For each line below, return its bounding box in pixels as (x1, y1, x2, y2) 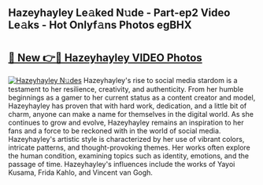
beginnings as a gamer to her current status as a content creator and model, (8, 93, 256, 102)
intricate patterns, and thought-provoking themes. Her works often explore (8, 143, 250, 152)
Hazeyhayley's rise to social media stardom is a (83, 76, 238, 85)
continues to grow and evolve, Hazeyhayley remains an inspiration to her (8, 118, 244, 127)
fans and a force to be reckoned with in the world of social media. (8, 126, 221, 136)
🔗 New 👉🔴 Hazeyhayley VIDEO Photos (8, 51, 202, 64)
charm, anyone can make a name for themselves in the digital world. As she (8, 110, 254, 118)
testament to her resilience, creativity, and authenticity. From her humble (8, 85, 244, 93)
